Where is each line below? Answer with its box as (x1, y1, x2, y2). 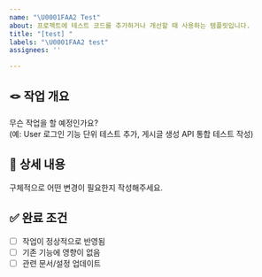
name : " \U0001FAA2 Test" (9, 12, 101, 22)
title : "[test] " (9, 29, 73, 38)
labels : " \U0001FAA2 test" (9, 37, 109, 47)
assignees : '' (9, 46, 62, 55)
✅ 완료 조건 (9, 211, 68, 226)
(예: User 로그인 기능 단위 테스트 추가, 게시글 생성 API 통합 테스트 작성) (9, 128, 254, 139)
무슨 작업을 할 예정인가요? (9, 117, 99, 128)
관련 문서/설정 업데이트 (21, 258, 102, 268)
